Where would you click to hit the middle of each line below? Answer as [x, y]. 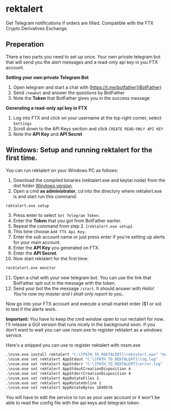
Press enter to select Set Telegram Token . [57, 215]
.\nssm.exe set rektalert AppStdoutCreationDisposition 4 [68, 369]
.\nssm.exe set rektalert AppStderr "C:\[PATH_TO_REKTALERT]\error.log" [84, 364]
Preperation [25, 45]
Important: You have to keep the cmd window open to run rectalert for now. [85, 319]
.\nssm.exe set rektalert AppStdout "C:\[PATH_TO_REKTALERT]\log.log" [82, 360]
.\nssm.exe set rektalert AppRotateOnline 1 [54, 383]
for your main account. [37, 242]
